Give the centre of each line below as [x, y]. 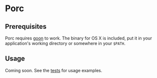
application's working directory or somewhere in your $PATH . [65, 43]
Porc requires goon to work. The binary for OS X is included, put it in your [78, 38]
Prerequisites [26, 27]
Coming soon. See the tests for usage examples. [54, 70]
